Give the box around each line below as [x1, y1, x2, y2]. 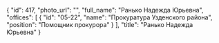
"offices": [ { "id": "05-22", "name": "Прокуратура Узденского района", [6, 13, 213, 21]
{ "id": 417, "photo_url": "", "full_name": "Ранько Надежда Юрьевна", [6, 6, 204, 14]
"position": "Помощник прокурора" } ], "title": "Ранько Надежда [6, 21, 193, 28]
